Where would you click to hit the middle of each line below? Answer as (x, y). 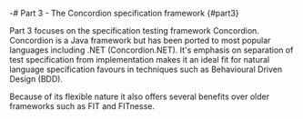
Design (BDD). (36, 79)
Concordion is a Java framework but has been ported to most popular (140, 40)
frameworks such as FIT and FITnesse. (82, 106)
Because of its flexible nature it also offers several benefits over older (140, 96)
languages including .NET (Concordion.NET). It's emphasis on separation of (151, 50)
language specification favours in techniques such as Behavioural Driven (146, 69)
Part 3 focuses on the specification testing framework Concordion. (134, 30)
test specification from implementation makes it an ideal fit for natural (140, 59)
